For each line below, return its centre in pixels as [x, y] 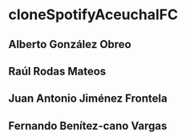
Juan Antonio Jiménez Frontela [88, 99]
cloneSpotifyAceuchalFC [93, 15]
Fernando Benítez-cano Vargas [88, 126]
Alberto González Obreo [70, 44]
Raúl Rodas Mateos [57, 71]
